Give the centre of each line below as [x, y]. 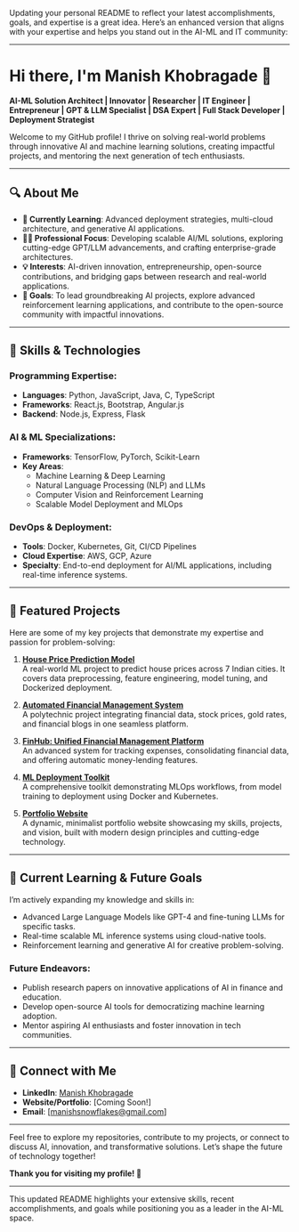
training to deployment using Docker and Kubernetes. [120, 796]
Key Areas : [43, 466]
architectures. [48, 256]
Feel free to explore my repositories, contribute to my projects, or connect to [149, 1137]
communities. [47, 1034]
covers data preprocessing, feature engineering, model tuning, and [145, 678]
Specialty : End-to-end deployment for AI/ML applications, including [147, 565]
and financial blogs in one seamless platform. [105, 724]
